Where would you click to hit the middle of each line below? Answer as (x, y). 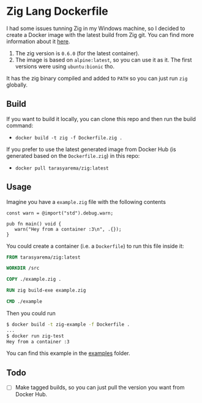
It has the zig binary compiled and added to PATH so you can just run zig (97, 78)
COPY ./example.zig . (34, 280)
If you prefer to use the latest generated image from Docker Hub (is (91, 149)
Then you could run (31, 313)
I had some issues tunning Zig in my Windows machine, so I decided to (96, 28)
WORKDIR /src (23, 268)
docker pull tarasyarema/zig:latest (62, 168)
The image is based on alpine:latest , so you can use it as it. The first (103, 60)
